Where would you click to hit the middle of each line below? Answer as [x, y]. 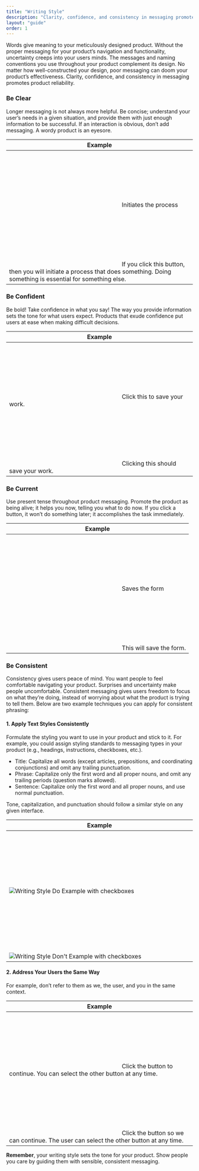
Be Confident [26, 296]
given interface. [25, 811]
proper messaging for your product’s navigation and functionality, [86, 52]
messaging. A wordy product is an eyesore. [59, 130]
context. [16, 992]
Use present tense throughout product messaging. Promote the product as [97, 502]
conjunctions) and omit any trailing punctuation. [73, 767]
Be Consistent [27, 666]
